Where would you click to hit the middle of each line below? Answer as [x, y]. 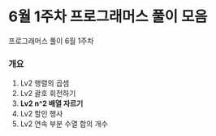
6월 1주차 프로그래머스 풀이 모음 [108, 17]
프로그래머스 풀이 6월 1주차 [51, 41]
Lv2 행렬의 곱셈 [45, 83]
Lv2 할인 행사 [41, 114]
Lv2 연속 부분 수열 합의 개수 [64, 124]
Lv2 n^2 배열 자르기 [52, 103]
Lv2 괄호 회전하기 [48, 94]
